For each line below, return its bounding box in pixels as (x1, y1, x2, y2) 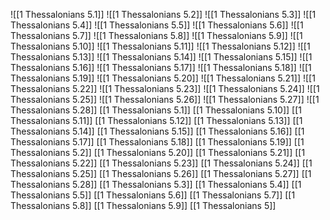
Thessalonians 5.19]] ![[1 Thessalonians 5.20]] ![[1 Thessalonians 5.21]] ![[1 (10, 72, 316, 84)
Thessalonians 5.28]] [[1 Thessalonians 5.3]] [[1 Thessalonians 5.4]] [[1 (10, 179, 302, 190)
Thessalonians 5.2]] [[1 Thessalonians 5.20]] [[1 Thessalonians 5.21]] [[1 (10, 147, 306, 158)
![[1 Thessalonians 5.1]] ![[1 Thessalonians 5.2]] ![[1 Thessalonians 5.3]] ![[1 (10, 9, 317, 20)
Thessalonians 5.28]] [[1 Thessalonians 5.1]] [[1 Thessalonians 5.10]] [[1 (10, 104, 303, 116)
